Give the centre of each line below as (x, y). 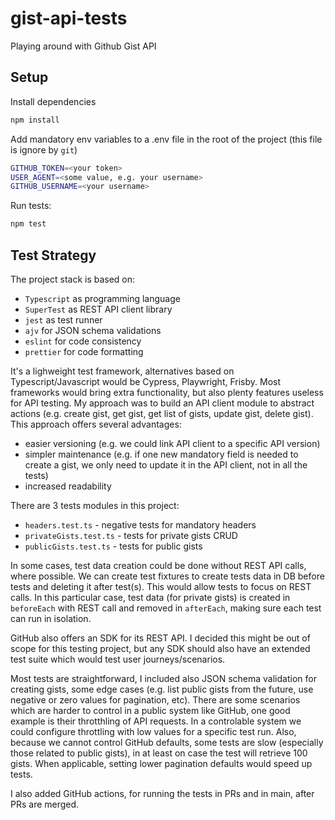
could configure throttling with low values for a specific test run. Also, (153, 731)
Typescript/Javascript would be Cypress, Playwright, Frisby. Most (146, 381)
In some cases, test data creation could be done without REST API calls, (158, 565)
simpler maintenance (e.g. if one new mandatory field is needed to (161, 454)
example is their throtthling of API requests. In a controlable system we (156, 721)
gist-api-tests (69, 18)
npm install (35, 120)
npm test (28, 224)
